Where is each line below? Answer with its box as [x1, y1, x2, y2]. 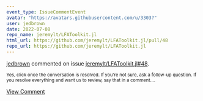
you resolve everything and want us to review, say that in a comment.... [6, 77, 156, 83]
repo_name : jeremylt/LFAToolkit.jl [6, 32, 97, 38]
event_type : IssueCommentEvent [6, 9, 86, 15]
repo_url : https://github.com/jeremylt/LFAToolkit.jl [6, 43, 147, 50]
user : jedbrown [6, 20, 45, 26]
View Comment [6, 88, 45, 95]
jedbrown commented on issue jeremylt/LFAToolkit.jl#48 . [6, 59, 150, 67]
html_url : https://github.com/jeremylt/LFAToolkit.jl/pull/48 [6, 37, 168, 43]
